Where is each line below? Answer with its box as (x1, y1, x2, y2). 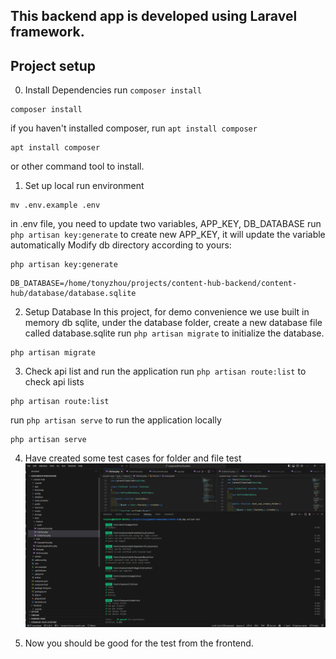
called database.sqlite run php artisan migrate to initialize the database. (24, 327, 325, 339)
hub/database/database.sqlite (10, 289, 137, 299)
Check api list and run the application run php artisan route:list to (24, 365, 307, 378)
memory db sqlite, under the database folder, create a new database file (24, 317, 323, 329)
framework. (10, 24, 85, 41)
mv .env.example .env (10, 200, 101, 211)
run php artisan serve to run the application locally (10, 414, 222, 426)
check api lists (24, 376, 85, 388)
